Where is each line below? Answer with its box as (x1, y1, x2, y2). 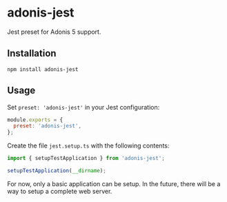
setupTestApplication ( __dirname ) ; (7, 168, 107, 174)
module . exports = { (7, 116, 63, 123)
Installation (7, 48, 57, 59)
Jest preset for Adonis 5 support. (7, 28, 101, 36)
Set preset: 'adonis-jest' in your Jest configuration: (7, 103, 160, 111)
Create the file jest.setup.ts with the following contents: (7, 141, 170, 150)
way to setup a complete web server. (7, 187, 112, 195)
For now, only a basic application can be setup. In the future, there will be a (7, 179, 221, 188)
